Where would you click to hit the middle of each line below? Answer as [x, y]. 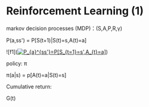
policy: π [17, 63]
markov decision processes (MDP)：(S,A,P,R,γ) [64, 28]
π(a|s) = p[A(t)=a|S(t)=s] [36, 75]
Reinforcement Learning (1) [75, 11]
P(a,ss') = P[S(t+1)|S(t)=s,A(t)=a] [46, 40]
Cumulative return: [29, 86]
